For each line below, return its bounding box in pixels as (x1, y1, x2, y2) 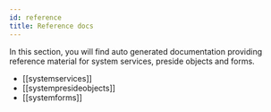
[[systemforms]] (21, 91, 83, 103)
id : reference (9, 13, 63, 22)
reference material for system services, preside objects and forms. (9, 56, 255, 66)
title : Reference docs (9, 22, 94, 30)
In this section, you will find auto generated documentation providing (9, 46, 263, 56)
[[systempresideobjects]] (21, 82, 116, 93)
